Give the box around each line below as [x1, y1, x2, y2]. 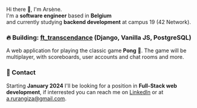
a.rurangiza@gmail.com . [6, 95, 67, 102]
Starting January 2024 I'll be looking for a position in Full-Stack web [6, 82, 177, 89]
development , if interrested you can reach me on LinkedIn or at [6, 88, 163, 95]
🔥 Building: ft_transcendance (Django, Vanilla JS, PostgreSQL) [6, 33, 192, 41]
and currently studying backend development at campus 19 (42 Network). [6, 19, 191, 25]
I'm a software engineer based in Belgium [6, 12, 112, 19]
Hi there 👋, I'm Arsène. [6, 6, 62, 13]
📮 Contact [6, 68, 36, 77]
